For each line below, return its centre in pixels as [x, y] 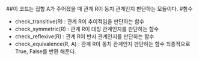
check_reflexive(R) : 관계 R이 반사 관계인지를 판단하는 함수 [84, 36]
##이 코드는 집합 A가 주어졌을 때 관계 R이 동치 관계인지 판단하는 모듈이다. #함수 [99, 9]
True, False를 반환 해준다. [45, 51]
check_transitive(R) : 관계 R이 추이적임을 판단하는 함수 [80, 22]
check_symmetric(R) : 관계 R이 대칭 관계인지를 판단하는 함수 [87, 29]
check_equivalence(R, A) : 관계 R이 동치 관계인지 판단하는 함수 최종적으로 [103, 44]
